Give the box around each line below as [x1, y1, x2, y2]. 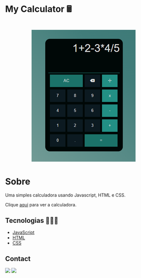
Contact [5, 254, 31, 263]
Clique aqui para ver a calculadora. [5, 202, 77, 208]
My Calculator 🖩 [5, 3, 72, 15]
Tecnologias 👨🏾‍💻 [5, 216, 59, 225]
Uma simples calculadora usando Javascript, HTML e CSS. [5, 192, 126, 198]
